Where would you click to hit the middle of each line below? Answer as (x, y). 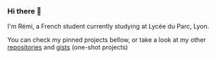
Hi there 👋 (25, 11)
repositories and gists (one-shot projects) (68, 48)
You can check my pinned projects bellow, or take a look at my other (107, 40)
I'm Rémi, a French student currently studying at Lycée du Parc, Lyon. (108, 27)
